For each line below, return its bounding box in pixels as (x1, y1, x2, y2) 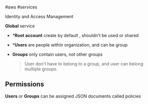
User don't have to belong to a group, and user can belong (24, 61, 144, 66)
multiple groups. (24, 66, 58, 72)
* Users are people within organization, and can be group (12, 42, 128, 48)
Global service (5, 23, 35, 29)
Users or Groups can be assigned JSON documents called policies (5, 93, 141, 99)
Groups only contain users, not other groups (12, 51, 103, 57)
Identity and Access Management (5, 14, 74, 19)
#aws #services (5, 4, 38, 10)
